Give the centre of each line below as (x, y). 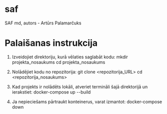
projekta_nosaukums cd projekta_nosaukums (58, 62)
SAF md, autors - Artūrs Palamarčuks (43, 23)
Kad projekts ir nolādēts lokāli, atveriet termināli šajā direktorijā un (80, 87)
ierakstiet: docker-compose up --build (51, 92)
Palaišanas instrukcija (51, 43)
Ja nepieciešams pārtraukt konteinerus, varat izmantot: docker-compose (87, 102)
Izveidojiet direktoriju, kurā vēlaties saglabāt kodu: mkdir (70, 57)
